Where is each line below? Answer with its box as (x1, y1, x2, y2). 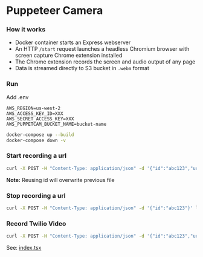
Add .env (6, 93, 29, 100)
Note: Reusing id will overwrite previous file (6, 176, 115, 183)
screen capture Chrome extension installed (14, 52, 123, 59)
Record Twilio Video (6, 219, 66, 227)
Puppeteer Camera (6, 4, 103, 18)
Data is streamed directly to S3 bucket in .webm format (14, 65, 149, 72)
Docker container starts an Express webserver (14, 39, 131, 46)
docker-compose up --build (6, 131, 74, 138)
